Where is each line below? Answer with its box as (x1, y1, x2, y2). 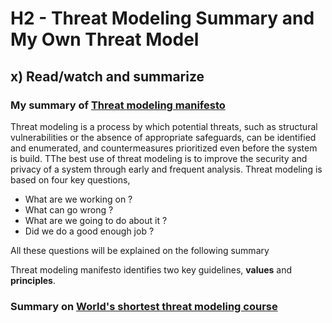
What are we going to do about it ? (24, 214, 168, 226)
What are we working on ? (24, 193, 133, 205)
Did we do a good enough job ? (24, 225, 155, 237)
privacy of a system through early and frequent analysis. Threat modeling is (10, 163, 323, 175)
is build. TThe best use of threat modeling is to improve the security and (10, 152, 308, 164)
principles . (10, 274, 56, 286)
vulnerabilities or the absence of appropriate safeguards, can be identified (10, 131, 317, 143)
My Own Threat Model (10, 28, 200, 51)
